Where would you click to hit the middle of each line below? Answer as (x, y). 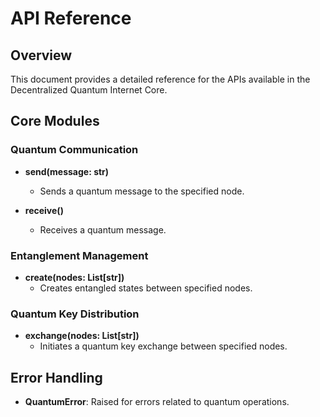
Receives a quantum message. (103, 229)
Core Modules (55, 121)
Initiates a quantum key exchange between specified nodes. (163, 346)
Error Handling (56, 377)
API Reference (71, 18)
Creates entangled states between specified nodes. (146, 288)
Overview (41, 55)
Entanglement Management (79, 255)
